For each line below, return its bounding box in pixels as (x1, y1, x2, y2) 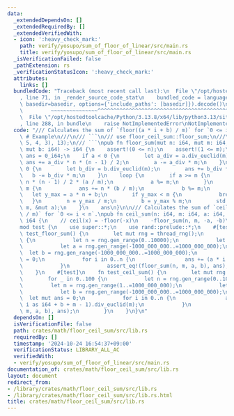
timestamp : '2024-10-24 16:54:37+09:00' (13, 340, 132, 347)
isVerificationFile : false (13, 321, 92, 328)
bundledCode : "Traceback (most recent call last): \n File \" (13, 88, 198, 95)
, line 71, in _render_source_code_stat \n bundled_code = (19, 95, 201, 102)
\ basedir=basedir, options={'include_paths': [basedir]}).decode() (19, 101, 223, 108)
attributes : (13, 74, 49, 82)
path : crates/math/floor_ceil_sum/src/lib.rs (13, 327, 148, 334)
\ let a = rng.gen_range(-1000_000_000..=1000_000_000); (19, 243, 223, 250)
